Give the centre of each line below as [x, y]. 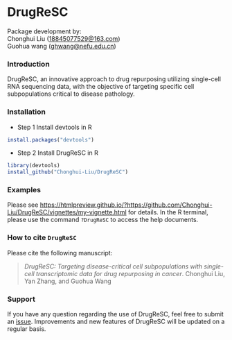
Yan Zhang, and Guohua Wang [68, 281]
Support [21, 299]
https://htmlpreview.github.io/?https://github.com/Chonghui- [126, 205]
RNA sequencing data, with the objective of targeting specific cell [101, 87]
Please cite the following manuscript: [60, 253]
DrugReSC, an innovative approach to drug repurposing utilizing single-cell [114, 79]
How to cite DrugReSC [42, 238]
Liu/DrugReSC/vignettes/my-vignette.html [67, 212]
